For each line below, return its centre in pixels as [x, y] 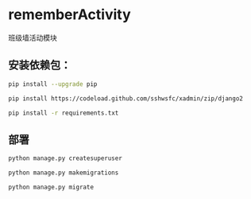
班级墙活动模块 [33, 37]
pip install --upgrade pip [53, 84]
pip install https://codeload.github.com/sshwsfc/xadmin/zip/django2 [126, 98]
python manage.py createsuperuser [66, 158]
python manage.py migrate [51, 187]
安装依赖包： [40, 65]
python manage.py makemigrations [64, 173]
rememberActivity [70, 15]
